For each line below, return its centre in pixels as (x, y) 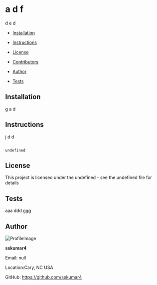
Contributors (25, 61)
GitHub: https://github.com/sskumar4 (44, 277)
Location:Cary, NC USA (29, 267)
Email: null (16, 258)
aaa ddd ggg (18, 210)
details (12, 183)
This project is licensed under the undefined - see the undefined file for (78, 177)
